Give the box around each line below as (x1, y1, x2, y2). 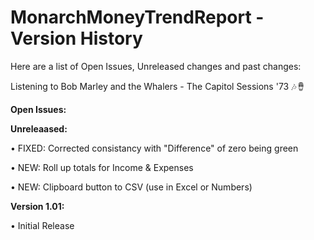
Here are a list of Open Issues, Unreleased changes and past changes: (10, 60, 302, 72)
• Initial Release (10, 219, 75, 231)
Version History (10, 27, 143, 50)
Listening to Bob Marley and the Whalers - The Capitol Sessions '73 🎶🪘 (10, 80, 306, 92)
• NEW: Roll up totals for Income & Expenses (10, 161, 194, 173)
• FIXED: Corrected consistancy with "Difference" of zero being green (10, 142, 299, 154)
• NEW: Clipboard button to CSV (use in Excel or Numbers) (10, 181, 253, 193)
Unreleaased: (10, 122, 68, 135)
